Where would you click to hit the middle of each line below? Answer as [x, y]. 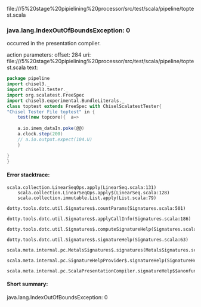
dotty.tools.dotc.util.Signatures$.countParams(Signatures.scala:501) [96, 208]
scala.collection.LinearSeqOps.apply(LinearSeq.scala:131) [82, 187]
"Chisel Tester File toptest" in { [51, 112]
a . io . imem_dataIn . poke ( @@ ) [51, 128]
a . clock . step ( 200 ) [40, 134]
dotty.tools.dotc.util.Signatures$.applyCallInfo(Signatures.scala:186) [99, 219]
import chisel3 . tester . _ [38, 90]
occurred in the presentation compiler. [54, 44]
